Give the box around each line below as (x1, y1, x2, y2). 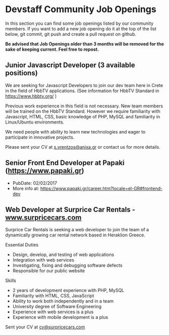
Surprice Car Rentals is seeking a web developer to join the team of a (5, 227, 149, 233)
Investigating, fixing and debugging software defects (12, 262, 123, 269)
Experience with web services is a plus (12, 309, 94, 315)
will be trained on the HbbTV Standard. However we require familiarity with (5, 108, 160, 114)
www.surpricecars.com (5, 213, 82, 222)
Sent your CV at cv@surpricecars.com (5, 324, 85, 330)
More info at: (12, 185, 39, 191)
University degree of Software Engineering (12, 304, 102, 310)
